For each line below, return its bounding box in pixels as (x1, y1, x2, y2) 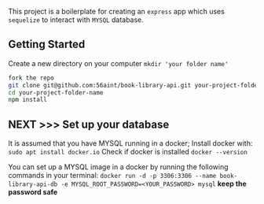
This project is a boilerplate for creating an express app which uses (8, 7, 225, 16)
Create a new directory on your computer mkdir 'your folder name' (8, 58, 229, 68)
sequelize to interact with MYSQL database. (8, 15, 144, 24)
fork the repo (8, 74, 55, 82)
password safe (8, 187, 58, 197)
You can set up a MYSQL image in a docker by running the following (8, 162, 229, 172)
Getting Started (8, 38, 86, 51)
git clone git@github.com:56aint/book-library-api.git (8, 81, 192, 89)
